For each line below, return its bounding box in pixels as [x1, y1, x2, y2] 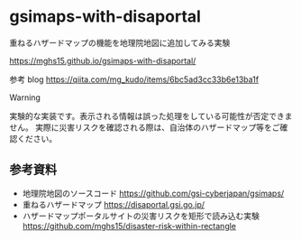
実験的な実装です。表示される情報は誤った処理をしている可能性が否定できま [9, 110, 293, 121]
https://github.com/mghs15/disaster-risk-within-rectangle [22, 220, 237, 231]
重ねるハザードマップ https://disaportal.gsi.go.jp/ [22, 198, 205, 209]
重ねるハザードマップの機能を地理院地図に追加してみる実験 [9, 37, 231, 48]
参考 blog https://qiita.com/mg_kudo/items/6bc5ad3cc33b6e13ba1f [9, 74, 260, 85]
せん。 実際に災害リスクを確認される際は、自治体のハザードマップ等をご [9, 122, 280, 133]
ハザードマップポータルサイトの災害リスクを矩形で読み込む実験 [22, 210, 260, 221]
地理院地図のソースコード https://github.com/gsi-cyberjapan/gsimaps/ [22, 188, 285, 198]
